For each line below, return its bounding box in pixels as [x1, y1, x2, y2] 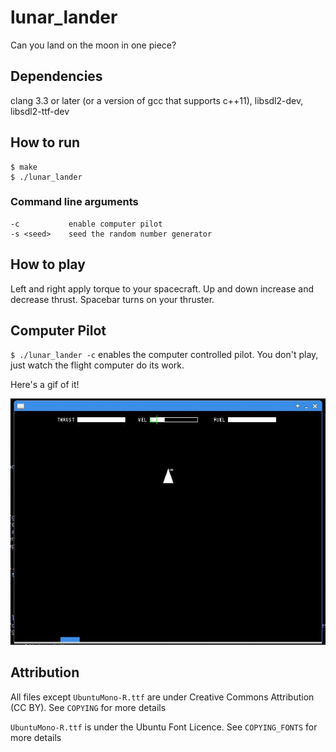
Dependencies [10, 68, 103, 85]
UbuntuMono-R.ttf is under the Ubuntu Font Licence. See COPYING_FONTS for [10, 721, 318, 733]
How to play [10, 256, 86, 273]
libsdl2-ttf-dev [10, 105, 70, 117]
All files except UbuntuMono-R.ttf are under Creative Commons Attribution [10, 691, 315, 703]
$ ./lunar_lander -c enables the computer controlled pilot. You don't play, [10, 349, 319, 361]
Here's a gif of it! [10, 379, 80, 391]
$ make [10, 162, 38, 172]
